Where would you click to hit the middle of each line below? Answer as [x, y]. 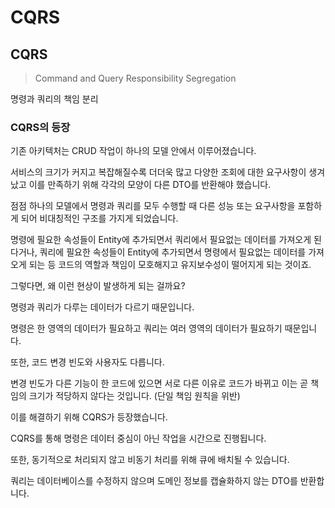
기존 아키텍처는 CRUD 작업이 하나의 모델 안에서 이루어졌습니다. [133, 151]
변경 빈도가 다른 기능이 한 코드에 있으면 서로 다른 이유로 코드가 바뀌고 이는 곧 [159, 383]
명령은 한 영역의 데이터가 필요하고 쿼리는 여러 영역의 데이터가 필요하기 [146, 328]
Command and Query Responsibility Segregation [135, 78]
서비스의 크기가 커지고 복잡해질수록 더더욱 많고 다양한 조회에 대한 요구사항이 [158, 172]
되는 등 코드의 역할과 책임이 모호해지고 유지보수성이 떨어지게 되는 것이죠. [170, 265]
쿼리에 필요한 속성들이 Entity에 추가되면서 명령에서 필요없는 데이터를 [173, 252]
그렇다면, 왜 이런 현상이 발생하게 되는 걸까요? [98, 286]
